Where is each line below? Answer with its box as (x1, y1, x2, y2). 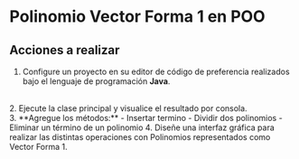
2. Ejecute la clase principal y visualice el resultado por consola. (9, 103, 248, 114)
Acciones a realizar (9, 42, 120, 58)
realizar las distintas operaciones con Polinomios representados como (9, 132, 271, 142)
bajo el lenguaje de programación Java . (22, 76, 171, 87)
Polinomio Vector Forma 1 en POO (9, 6, 266, 27)
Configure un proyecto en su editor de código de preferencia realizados (22, 66, 291, 77)
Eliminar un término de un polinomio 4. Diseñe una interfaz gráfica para (9, 122, 276, 133)
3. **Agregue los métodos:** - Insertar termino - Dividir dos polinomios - (9, 113, 283, 123)
